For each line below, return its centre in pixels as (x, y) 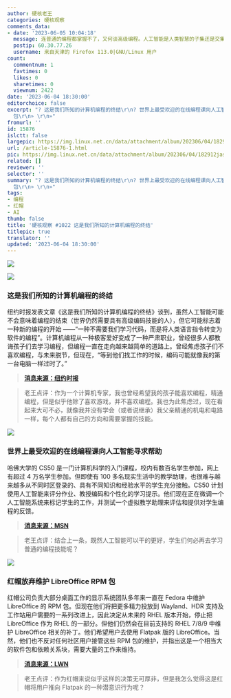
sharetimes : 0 (33, 84)
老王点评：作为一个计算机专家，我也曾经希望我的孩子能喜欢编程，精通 (123, 393)
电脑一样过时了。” (43, 363)
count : (16, 59)
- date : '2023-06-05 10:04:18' (52, 33)
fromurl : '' (24, 122)
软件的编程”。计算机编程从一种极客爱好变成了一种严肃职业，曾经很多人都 (111, 338)
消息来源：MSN (46, 526)
